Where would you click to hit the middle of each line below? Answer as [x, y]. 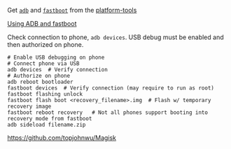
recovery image [29, 106]
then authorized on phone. [45, 44]
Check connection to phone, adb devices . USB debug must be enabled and [115, 37]
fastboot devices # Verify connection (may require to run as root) [111, 88]
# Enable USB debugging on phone [56, 57]
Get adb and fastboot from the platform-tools [72, 10]
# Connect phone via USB [43, 64]
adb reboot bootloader [40, 82]
